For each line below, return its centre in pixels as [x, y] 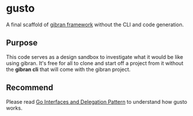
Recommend [30, 88]
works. [14, 108]
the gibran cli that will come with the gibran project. [68, 69]
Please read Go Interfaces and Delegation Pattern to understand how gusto [97, 101]
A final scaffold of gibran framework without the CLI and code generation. [95, 24]
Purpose [22, 43]
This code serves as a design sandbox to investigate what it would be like [94, 57]
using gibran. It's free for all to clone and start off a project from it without [95, 63]
